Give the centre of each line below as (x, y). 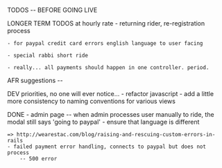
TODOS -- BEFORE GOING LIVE (52, 10)
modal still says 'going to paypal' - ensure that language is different (103, 122)
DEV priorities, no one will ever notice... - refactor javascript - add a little (110, 94)
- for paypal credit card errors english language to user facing (105, 44)
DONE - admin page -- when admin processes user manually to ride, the (111, 114)
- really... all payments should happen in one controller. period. (108, 68)
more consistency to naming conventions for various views (91, 101)
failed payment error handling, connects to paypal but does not (110, 147)
